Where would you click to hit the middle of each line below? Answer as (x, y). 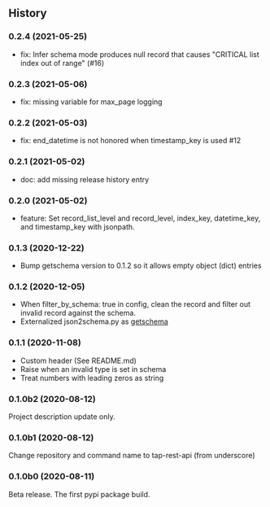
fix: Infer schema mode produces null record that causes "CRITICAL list (140, 54)
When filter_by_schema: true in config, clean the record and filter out (135, 304)
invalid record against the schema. (78, 313)
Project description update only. (62, 417)
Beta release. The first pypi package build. (79, 494)
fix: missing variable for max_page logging (91, 102)
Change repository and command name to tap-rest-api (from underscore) (132, 456)
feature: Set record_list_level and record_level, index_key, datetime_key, (140, 218)
